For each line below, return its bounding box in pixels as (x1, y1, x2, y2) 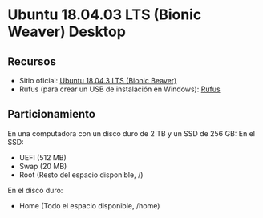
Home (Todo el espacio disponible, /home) (18, 200, 160, 210)
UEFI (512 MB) (18, 152, 67, 162)
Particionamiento (7, 107, 95, 121)
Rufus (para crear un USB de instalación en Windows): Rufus (18, 84, 221, 94)
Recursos (7, 54, 57, 68)
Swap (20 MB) (18, 161, 67, 171)
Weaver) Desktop (7, 22, 126, 41)
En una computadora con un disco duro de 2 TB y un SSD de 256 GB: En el (7, 128, 256, 138)
